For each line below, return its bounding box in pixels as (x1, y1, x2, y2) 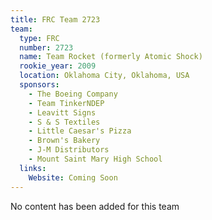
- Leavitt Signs (28, 107, 97, 118)
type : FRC (19, 33, 60, 43)
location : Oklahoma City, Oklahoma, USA (19, 71, 190, 81)
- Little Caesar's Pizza (28, 126, 132, 136)
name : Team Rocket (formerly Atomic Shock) (19, 52, 203, 62)
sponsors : (19, 80, 60, 90)
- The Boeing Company (28, 89, 118, 99)
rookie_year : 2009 (19, 61, 97, 71)
